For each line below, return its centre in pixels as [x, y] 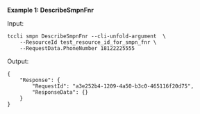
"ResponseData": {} [60, 92]
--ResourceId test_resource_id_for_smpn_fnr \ [88, 42]
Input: [16, 23]
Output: [18, 61]
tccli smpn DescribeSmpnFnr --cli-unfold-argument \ [87, 36]
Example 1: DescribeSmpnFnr [50, 10]
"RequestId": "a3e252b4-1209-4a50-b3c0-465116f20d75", [113, 86]
